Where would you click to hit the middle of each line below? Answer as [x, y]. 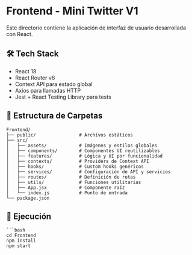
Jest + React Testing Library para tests [63, 97]
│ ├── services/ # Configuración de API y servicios [88, 172]
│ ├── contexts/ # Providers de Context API [78, 161]
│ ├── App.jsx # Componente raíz [66, 188]
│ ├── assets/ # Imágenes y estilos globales [82, 146]
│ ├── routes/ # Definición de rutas [71, 177]
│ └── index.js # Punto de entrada [67, 193]
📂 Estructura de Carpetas [54, 116]
